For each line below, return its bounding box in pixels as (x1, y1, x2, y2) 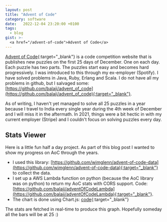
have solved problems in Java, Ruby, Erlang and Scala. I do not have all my (5, 74, 159, 80)
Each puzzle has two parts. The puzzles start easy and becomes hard (5, 64, 149, 70)
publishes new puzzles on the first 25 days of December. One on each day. (5, 58, 160, 65)
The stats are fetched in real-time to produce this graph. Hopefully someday (5, 206, 162, 212)
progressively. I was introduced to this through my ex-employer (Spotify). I (5, 69, 158, 75)
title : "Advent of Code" (5, 12, 57, 17)
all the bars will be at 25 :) (5, 211, 58, 217)
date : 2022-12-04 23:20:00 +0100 (5, 21, 79, 26)
